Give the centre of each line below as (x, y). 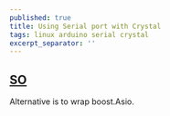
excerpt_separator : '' (53, 43)
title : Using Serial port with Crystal (85, 26)
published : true (40, 18)
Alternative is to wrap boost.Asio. (72, 101)
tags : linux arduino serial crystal (79, 34)
